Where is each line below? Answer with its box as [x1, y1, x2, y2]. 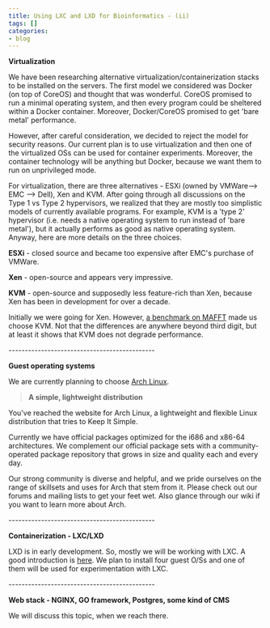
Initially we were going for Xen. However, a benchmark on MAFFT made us [8, 312, 257, 322]
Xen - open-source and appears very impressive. [8, 273, 174, 282]
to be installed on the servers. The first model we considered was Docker [8, 81, 253, 91]
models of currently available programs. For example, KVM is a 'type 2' [8, 207, 245, 217]
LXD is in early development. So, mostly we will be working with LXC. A [8, 547, 246, 557]
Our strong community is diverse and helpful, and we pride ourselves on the [8, 474, 262, 484]
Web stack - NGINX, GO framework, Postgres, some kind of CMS [8, 596, 230, 605]
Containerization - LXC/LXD [8, 531, 104, 541]
